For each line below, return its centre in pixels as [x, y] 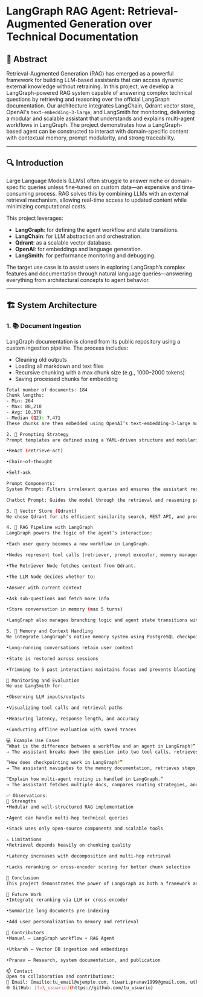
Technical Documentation [72, 37]
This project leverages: [35, 218]
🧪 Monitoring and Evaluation [43, 681]
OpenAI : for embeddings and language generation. [79, 249]
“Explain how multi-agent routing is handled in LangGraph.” [85, 779]
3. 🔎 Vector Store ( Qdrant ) [42, 511]
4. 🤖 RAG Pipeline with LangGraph [50, 527]
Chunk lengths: [25, 396]
